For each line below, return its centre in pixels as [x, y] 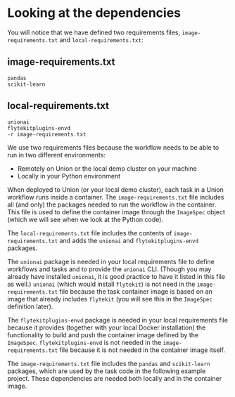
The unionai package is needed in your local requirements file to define [111, 261]
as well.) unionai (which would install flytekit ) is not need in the [101, 284]
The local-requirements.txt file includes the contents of [90, 233]
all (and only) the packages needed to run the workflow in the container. [112, 204]
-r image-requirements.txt [47, 134]
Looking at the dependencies [94, 13]
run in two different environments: [56, 155]
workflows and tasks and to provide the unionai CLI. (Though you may [109, 269]
